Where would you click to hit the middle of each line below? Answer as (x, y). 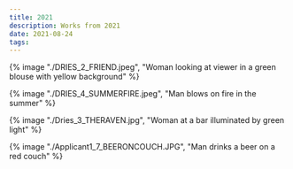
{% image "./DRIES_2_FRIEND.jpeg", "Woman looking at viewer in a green (143, 67)
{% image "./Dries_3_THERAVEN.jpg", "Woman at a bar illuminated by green (147, 120)
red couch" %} (36, 157)
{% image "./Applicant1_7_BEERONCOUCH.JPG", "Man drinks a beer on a (143, 147)
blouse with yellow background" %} (74, 77)
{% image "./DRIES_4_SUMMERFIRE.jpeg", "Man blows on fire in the (133, 94)
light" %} (26, 130)
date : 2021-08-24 (41, 34)
